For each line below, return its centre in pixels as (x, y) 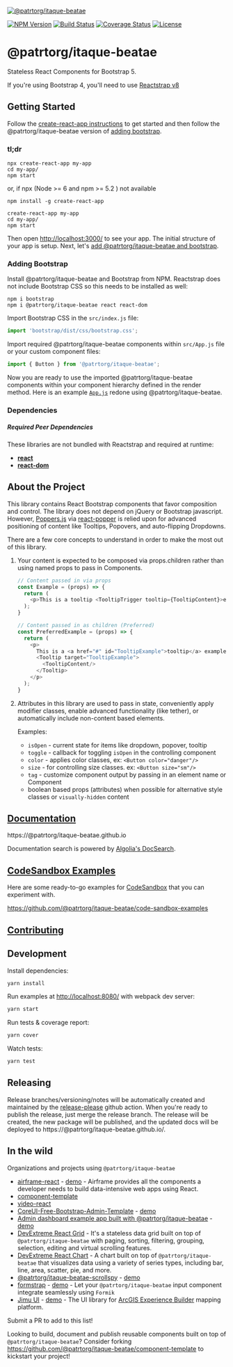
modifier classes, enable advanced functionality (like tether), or (108, 711)
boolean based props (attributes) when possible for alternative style (125, 789)
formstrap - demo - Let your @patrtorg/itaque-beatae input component (120, 1285)
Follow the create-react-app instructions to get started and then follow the (114, 123)
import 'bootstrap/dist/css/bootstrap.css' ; (73, 331)
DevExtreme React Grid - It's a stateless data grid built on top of (109, 1233)
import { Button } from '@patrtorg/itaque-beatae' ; (83, 364)
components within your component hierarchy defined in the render (104, 385)
